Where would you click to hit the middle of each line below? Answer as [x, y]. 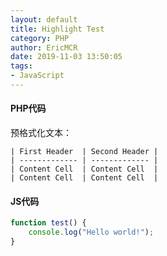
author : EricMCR [44, 47]
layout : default [44, 19]
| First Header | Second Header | [84, 152]
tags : [21, 66]
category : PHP [40, 38]
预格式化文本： [41, 133]
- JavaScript [37, 76]
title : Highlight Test [57, 29]
